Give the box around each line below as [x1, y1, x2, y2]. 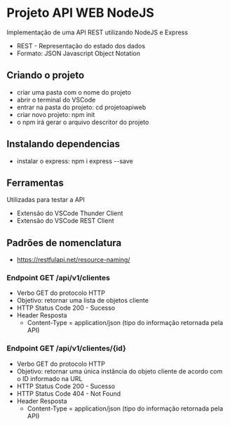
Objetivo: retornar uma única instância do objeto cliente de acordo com [16, 366, 223, 376]
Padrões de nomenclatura [6, 237, 122, 249]
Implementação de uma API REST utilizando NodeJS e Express [6, 28, 189, 36]
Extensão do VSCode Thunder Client [16, 209, 123, 218]
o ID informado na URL [16, 374, 83, 383]
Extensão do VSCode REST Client [16, 217, 114, 225]
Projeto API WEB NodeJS [6, 5, 155, 21]
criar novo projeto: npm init [16, 110, 95, 118]
